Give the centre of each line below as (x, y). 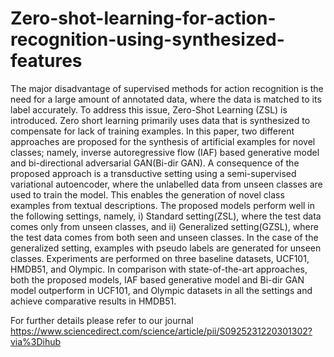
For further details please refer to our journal (102, 320)
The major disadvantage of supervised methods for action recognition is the (167, 88)
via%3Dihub (36, 341)
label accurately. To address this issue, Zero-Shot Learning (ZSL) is (149, 109)
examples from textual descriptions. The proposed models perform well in (163, 205)
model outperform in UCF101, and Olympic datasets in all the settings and (161, 290)
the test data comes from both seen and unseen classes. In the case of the (164, 237)
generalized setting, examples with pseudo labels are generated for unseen (166, 248)
